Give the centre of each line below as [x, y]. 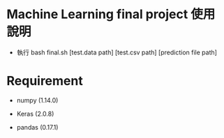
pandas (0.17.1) [37, 127]
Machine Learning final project [97, 14]
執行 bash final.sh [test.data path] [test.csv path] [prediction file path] [117, 52]
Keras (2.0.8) [35, 114]
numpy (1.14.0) [37, 100]
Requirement [45, 81]
